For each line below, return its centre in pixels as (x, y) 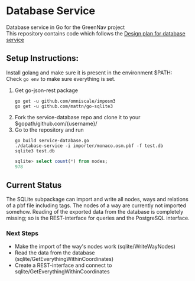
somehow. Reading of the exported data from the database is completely (95, 212)
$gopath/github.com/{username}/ (56, 123)
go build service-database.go (52, 140)
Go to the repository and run (49, 130)
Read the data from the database (55, 253)
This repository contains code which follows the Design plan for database (96, 33)
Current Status (34, 185)
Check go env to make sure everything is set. (61, 79)
